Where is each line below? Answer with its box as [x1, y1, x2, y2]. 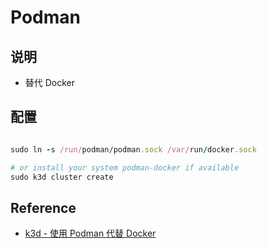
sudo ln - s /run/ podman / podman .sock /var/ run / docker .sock [10, 144, 257, 155]
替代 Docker [24, 77, 76, 88]
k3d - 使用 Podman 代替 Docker [24, 227, 157, 240]
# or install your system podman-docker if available [10, 162, 240, 173]
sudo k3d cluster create [10, 172, 114, 182]
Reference [10, 199, 77, 216]
